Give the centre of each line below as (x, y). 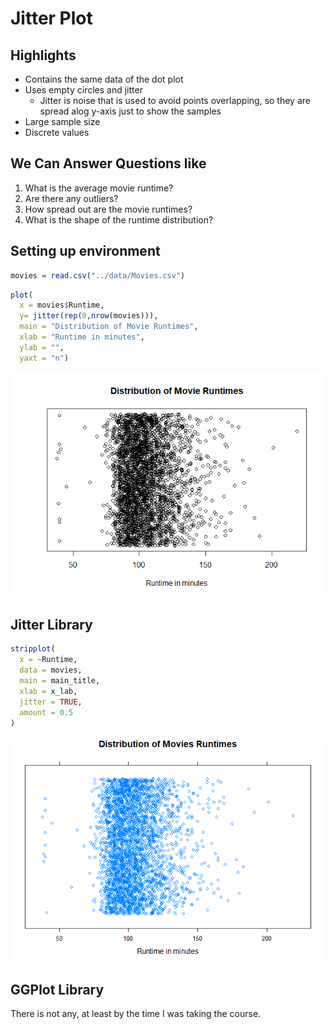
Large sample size (62, 121)
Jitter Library (51, 625)
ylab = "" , (42, 347)
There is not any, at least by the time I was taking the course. (136, 1014)
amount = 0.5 (46, 712)
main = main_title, (60, 681)
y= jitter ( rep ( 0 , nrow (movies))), (89, 316)
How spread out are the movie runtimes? (108, 209)
